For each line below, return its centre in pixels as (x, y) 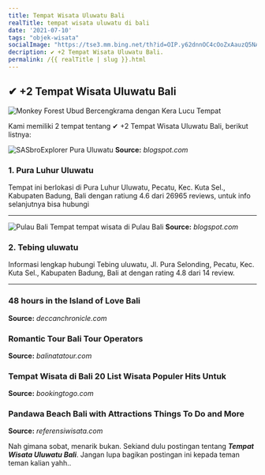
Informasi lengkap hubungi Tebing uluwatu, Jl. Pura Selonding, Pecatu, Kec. (131, 265)
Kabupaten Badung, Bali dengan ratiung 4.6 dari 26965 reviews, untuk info (129, 195)
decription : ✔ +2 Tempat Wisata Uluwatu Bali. (86, 52)
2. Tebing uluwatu (43, 247)
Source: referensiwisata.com (56, 431)
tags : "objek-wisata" (44, 38)
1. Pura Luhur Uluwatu (51, 170)
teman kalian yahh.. (40, 463)
